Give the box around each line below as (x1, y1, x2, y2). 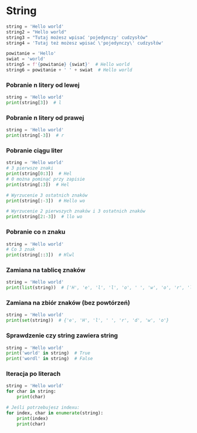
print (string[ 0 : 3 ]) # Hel (6, 171, 72, 177)
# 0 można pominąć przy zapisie (6, 176, 85, 182)
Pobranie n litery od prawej (6, 114, 84, 122)
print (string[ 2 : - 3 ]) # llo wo (6, 214, 83, 220)
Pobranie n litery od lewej (6, 81, 80, 89)
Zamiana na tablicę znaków (6, 266, 86, 274)
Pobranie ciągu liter (6, 146, 63, 154)
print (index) (16, 415, 49, 421)
